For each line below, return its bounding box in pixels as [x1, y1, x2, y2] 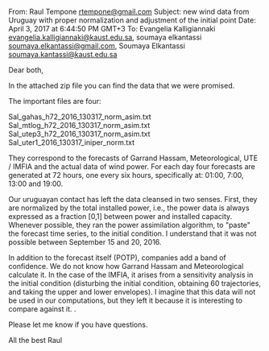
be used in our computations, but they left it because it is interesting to [8, 295, 243, 305]
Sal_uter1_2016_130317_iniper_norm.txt [8, 138, 135, 147]
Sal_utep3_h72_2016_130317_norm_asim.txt [8, 129, 151, 138]
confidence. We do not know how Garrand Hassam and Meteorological [8, 262, 244, 270]
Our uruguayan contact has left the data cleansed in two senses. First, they [8, 195, 258, 204]
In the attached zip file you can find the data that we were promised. [8, 81, 235, 90]
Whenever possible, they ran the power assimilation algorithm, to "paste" [8, 221, 251, 229]
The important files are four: [8, 97, 102, 105]
